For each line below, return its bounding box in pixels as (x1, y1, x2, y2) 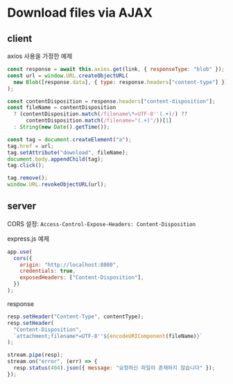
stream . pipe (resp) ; (7, 351, 64, 359)
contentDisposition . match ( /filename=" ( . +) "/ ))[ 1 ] (25, 117, 172, 125)
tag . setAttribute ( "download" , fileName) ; (7, 149, 129, 156)
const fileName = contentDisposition (7, 104, 116, 111)
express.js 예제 (7, 234, 50, 243)
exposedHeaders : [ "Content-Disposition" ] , (19, 274, 144, 281)
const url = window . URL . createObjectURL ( (7, 72, 129, 79)
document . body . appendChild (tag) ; (7, 155, 104, 163)
